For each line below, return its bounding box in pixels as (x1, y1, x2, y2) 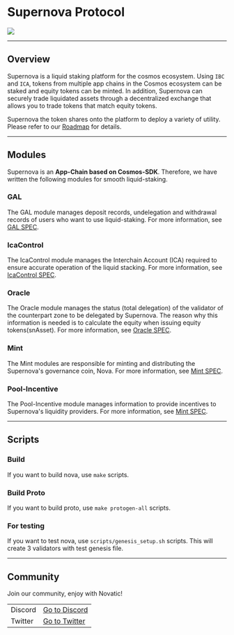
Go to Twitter (42, 616, 86, 626)
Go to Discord (42, 605, 88, 615)
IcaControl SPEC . (7, 271, 57, 279)
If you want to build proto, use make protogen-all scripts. (7, 504, 171, 512)
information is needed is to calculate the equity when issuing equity (7, 319, 201, 327)
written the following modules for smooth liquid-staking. (7, 175, 169, 183)
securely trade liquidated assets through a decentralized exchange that (7, 94, 212, 102)
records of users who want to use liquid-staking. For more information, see (7, 215, 222, 223)
